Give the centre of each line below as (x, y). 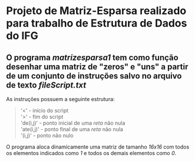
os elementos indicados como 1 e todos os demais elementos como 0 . (91, 153)
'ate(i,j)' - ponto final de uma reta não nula (72, 129)
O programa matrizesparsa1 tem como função (92, 57)
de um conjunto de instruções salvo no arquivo (94, 76)
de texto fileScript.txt (46, 85)
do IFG (22, 36)
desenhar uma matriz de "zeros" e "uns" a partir (97, 67)
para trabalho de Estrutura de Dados (97, 23)
